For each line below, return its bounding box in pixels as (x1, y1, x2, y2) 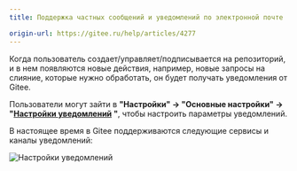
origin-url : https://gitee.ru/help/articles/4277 (9, 28, 197, 38)
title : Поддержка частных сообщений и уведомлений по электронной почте (9, 12, 284, 22)
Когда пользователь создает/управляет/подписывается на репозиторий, (9, 53, 286, 64)
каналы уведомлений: (9, 135, 93, 145)
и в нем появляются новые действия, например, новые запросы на (9, 63, 266, 74)
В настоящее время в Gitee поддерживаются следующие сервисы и (9, 125, 269, 136)
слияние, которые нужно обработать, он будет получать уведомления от (9, 72, 288, 82)
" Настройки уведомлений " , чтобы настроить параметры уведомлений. (9, 108, 288, 119)
